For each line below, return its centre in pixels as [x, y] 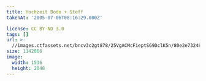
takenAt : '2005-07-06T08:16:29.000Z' [55, 18]
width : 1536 [27, 62]
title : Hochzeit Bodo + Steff [45, 12]
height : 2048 [29, 68]
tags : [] [17, 34]
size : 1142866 [25, 51]
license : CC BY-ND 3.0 [35, 29]
